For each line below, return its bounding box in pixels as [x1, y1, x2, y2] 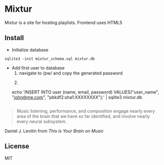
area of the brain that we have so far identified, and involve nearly [16, 113, 150, 119]
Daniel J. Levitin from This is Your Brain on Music [4, 128, 104, 134]
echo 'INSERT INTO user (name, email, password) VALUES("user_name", [11, 89, 159, 95]
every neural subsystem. [16, 118, 67, 124]
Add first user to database [11, 65, 65, 71]
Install [4, 34, 24, 42]
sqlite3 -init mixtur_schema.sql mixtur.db [4, 56, 95, 61]
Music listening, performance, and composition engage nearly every [16, 108, 155, 114]
